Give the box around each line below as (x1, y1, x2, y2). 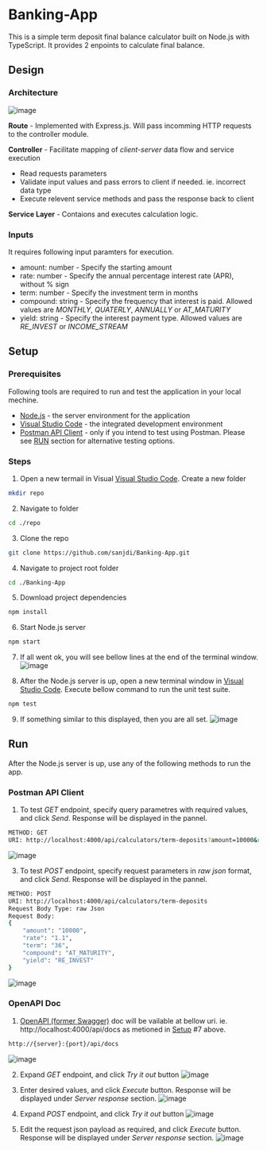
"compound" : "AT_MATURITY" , (22, 949, 115, 957)
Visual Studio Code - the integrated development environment (19, 419, 223, 429)
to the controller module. (8, 129, 89, 138)
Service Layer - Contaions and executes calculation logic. (8, 209, 199, 219)
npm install (8, 608, 48, 616)
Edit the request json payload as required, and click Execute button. (19, 1124, 242, 1134)
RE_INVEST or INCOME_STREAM (19, 321, 129, 331)
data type (19, 185, 52, 195)
